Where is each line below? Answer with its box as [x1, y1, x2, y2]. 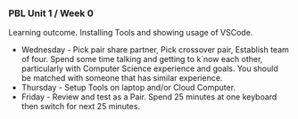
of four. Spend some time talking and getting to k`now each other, [21, 54, 263, 65]
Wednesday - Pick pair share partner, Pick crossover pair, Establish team [21, 44, 289, 55]
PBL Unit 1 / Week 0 [8, 7, 95, 20]
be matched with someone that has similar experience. [21, 73, 223, 83]
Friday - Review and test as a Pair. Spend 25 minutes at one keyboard [21, 91, 277, 102]
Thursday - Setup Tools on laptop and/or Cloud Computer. [21, 83, 236, 93]
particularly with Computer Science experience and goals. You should [21, 63, 278, 74]
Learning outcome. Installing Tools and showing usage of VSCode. [8, 28, 253, 38]
